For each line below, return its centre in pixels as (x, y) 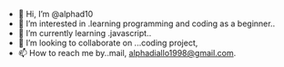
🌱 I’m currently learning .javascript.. (85, 33)
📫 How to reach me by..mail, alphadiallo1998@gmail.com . (127, 53)
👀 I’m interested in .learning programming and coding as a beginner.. (147, 24)
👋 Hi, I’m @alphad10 (56, 14)
